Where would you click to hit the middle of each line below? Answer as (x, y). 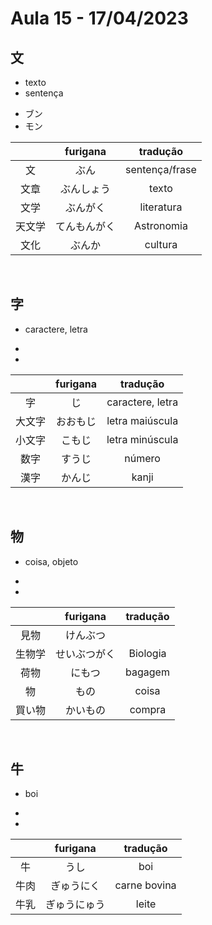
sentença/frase (161, 169)
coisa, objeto (51, 561)
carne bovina (145, 885)
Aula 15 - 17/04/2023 (99, 18)
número (142, 458)
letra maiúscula (142, 420)
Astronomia (160, 225)
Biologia (147, 653)
